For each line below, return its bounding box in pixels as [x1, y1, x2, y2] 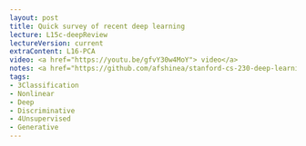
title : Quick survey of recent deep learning [9, 22, 185, 31]
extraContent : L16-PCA [9, 47, 96, 56]
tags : [9, 73, 30, 82]
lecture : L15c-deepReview [9, 30, 107, 39]
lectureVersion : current [9, 38, 104, 48]
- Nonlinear [9, 89, 55, 98]
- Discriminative [9, 106, 76, 115]
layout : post [9, 13, 59, 23]
